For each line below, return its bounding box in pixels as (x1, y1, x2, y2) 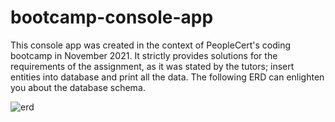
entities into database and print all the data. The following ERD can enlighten (10, 71, 325, 83)
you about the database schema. (10, 81, 146, 93)
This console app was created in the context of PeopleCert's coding (10, 39, 292, 51)
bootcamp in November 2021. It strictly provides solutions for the (10, 49, 278, 61)
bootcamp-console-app (10, 6, 214, 29)
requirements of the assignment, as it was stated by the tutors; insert (10, 60, 295, 72)
